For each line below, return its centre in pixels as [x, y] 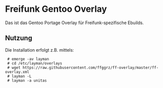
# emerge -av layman [28, 59]
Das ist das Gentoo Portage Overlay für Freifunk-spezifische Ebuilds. [74, 23]
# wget [14, 67]
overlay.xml [17, 72]
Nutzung [19, 38]
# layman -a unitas [27, 80]
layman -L [22, 76]
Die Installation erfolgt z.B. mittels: [40, 50]
